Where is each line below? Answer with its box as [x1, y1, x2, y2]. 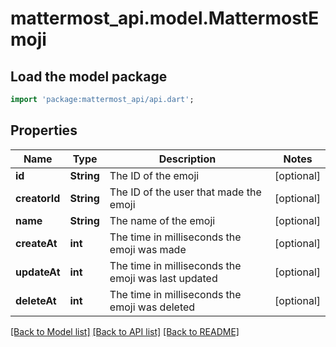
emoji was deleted [109, 300, 196, 314]
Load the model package [10, 68, 168, 85]
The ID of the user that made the [109, 185, 262, 199]
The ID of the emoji [109, 168, 200, 182]
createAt [15, 236, 58, 250]
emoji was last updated [109, 271, 218, 285]
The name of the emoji [109, 213, 216, 227]
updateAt [15, 265, 61, 279]
